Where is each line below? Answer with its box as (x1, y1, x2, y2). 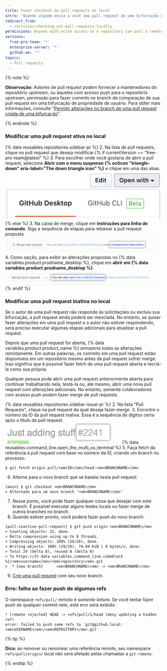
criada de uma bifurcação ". (5, 111, 61, 117)
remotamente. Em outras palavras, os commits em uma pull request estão (5, 351, 156, 357)
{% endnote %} (5, 120, 37, 126)
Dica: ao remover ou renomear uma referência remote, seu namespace (5, 645, 151, 651)
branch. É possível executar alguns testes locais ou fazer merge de (12, 503, 150, 509)
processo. (5, 455, 26, 461)
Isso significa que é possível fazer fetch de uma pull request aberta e (5, 361, 147, 367)
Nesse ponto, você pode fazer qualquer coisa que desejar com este (12, 498, 152, 504)
